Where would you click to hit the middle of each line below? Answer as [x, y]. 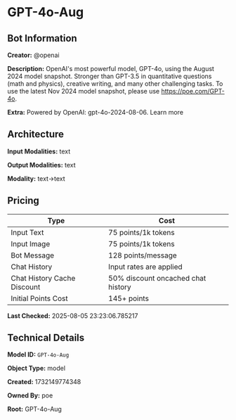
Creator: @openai [33, 55]
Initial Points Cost [39, 298]
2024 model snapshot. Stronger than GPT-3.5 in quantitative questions [110, 76]
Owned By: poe [30, 395]
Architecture [36, 134]
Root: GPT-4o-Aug [34, 409]
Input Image [31, 243]
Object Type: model [36, 368]
